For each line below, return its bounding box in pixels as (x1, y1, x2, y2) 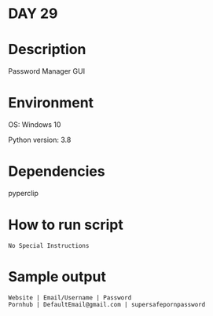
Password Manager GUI (8, 67, 85, 76)
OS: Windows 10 (8, 120, 61, 129)
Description (8, 41, 86, 59)
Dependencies (8, 162, 105, 180)
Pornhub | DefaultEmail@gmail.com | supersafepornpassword (8, 300, 206, 308)
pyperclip (8, 189, 39, 198)
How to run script (8, 216, 123, 234)
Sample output (8, 268, 106, 286)
